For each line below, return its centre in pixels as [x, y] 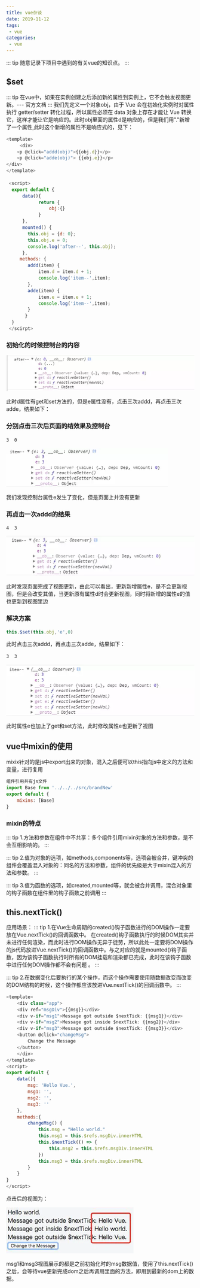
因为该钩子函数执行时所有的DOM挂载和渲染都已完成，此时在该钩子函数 [104, 957]
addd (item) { [44, 266]
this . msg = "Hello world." [72, 1130]
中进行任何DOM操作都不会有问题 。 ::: [53, 965]
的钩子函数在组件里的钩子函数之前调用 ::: [56, 893]
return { [49, 202]
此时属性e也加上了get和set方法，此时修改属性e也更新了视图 [80, 726]
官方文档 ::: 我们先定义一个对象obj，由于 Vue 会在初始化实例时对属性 [110, 104]
